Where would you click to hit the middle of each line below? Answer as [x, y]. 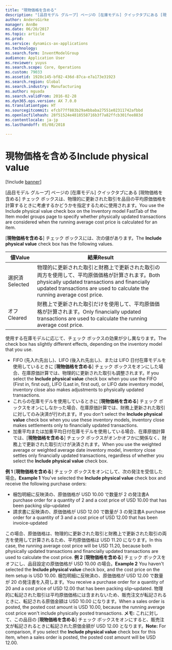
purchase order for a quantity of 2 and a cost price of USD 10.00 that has [90, 500]
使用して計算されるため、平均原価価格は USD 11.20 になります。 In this [88, 540]
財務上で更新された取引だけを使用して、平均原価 [96, 304]
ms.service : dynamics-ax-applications [47, 44]
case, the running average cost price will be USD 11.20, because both [79, 546]
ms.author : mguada [25, 91]
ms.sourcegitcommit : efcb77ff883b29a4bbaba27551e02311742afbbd [74, 110]
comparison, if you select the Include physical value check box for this [81, 632]
